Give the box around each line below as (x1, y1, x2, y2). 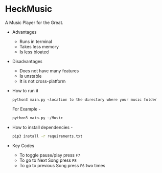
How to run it (12, 87, 39, 93)
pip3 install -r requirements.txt (12, 133, 83, 139)
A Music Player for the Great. (5, 20, 64, 25)
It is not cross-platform (19, 78, 66, 84)
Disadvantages (12, 58, 43, 64)
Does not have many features (19, 67, 79, 74)
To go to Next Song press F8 (19, 157, 77, 163)
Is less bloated (19, 49, 49, 55)
